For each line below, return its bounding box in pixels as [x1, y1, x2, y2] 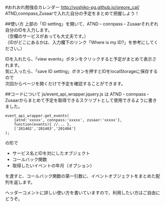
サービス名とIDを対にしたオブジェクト [12, 150, 90, 156]
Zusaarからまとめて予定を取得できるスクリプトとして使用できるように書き [5, 98, 157, 103]
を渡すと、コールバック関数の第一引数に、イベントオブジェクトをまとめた [5, 173, 156, 179]
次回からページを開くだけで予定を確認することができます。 [5, 81, 126, 86]
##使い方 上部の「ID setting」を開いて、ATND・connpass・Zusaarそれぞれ [5, 21, 159, 27]
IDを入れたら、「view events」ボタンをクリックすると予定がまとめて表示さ [5, 56, 157, 62]
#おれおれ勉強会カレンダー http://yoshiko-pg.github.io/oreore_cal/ [5, 4, 139, 10]
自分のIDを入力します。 [5, 27, 53, 33]
